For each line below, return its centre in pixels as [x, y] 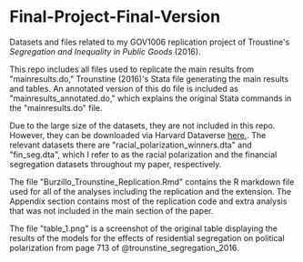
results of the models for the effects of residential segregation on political [147, 237]
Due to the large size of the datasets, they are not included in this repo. [142, 126]
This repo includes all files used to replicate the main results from [132, 69]
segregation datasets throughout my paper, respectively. [116, 164]
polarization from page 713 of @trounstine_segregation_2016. [124, 247]
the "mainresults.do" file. [56, 107]
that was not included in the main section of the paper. [111, 210]
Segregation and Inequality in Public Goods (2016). [106, 51]
